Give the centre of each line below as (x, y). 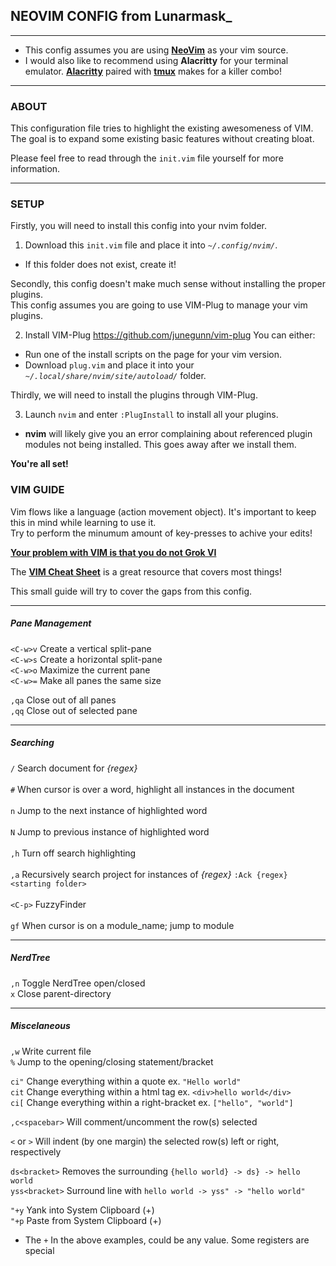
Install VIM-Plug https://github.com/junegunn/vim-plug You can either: (170, 335)
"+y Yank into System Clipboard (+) (82, 1210)
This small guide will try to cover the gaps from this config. (131, 591)
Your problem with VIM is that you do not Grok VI (113, 552)
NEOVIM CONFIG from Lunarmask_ (121, 16)
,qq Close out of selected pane (74, 710)
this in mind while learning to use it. (83, 522)
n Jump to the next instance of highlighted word (109, 810)
